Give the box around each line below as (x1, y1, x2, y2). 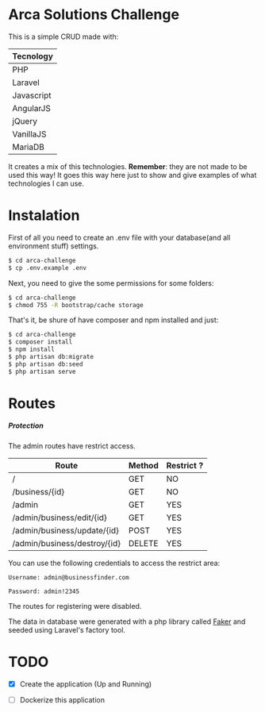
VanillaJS (12, 129, 47, 140)
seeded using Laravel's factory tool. (8, 625, 125, 634)
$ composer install (8, 338, 73, 346)
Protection (8, 421, 44, 430)
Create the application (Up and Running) (19, 679, 152, 688)
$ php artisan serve (8, 368, 77, 375)
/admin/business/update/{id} (12, 525, 120, 536)
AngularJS (12, 102, 52, 114)
